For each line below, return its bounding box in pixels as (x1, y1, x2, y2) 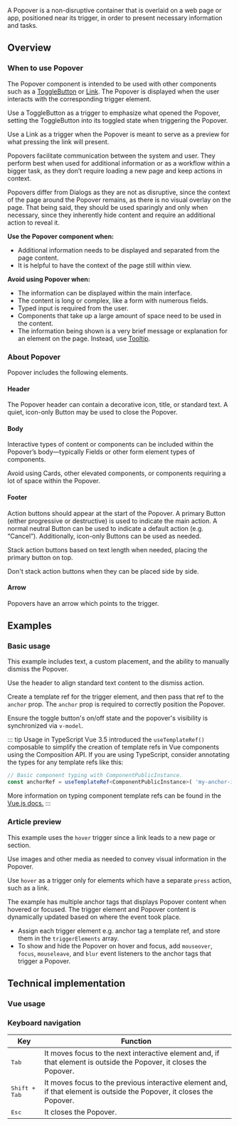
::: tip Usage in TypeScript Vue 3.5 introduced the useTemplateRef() (7, 735, 205, 744)
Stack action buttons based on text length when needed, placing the (7, 545, 208, 554)
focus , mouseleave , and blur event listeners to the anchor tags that (17, 949, 212, 958)
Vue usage (7, 998, 46, 1008)
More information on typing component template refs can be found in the (7, 791, 222, 800)
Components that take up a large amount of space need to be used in (17, 311, 222, 320)
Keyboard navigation (7, 1018, 82, 1028)
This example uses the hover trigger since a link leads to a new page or (7, 833, 216, 841)
